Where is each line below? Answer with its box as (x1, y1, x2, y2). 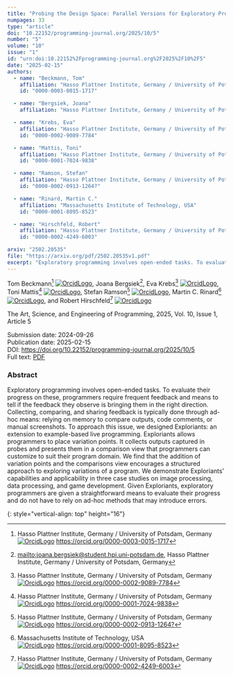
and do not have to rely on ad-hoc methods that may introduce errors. (7, 496, 207, 504)
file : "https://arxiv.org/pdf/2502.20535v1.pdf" (7, 252, 150, 259)
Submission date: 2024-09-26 (7, 330, 94, 338)
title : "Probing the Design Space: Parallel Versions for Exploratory (7, 10, 216, 17)
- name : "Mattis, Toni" (13, 144, 82, 151)
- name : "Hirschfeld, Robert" (13, 221, 101, 228)
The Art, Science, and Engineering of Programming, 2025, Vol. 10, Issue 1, (7, 309, 218, 318)
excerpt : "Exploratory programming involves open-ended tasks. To (7, 259, 203, 266)
